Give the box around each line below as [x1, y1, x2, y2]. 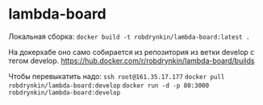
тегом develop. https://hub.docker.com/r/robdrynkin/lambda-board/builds [8, 56, 255, 65]
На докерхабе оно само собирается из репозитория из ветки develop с [8, 47, 255, 57]
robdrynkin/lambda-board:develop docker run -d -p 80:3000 [8, 82, 210, 90]
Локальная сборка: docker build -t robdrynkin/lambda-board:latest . [8, 31, 250, 41]
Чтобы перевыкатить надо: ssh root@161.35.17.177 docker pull [8, 71, 225, 81]
